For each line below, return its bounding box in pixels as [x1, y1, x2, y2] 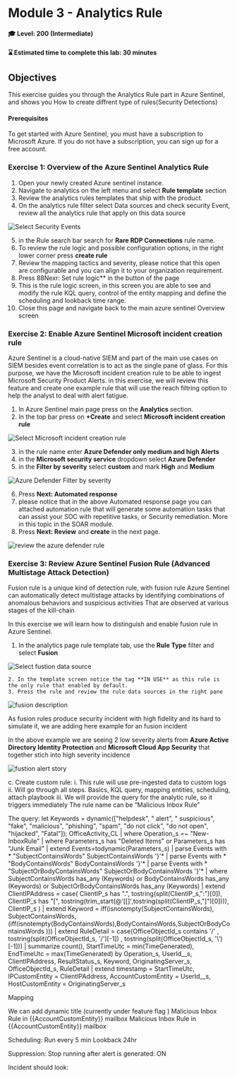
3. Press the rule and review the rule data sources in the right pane [8, 688, 223, 696]
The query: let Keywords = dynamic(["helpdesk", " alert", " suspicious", [8, 815, 215, 823]
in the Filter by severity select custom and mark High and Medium [18, 462, 214, 471]
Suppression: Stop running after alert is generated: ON [8, 1049, 166, 1058]
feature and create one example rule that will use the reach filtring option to [8, 383, 228, 392]
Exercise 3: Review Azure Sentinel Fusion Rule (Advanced [8, 559, 210, 569]
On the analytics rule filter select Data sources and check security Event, [18, 201, 231, 209]
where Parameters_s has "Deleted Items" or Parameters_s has [45, 837, 226, 846]
